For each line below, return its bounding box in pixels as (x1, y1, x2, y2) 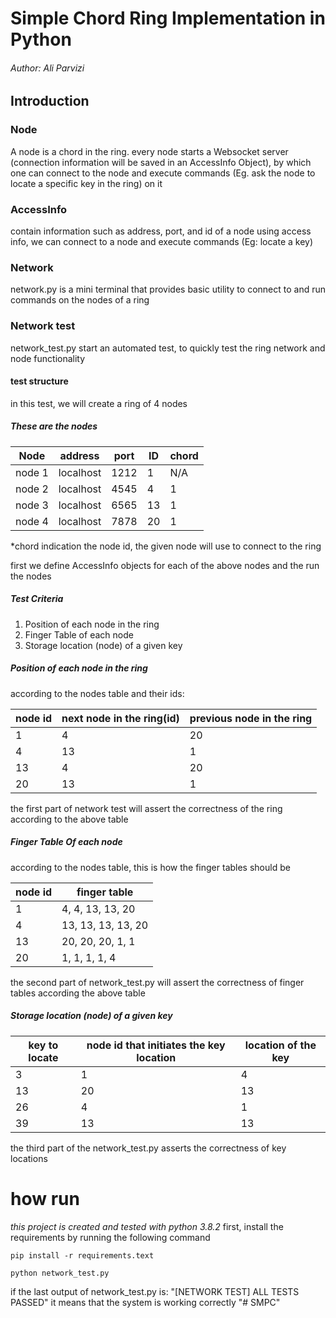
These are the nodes (10, 420, 98, 432)
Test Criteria (10, 593, 64, 605)
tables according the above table (10, 987, 146, 999)
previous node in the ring (189, 711, 313, 725)
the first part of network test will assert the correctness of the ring (10, 802, 283, 814)
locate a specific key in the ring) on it (10, 177, 163, 189)
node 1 (15, 465, 49, 479)
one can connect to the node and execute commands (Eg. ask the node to (10, 167, 316, 179)
